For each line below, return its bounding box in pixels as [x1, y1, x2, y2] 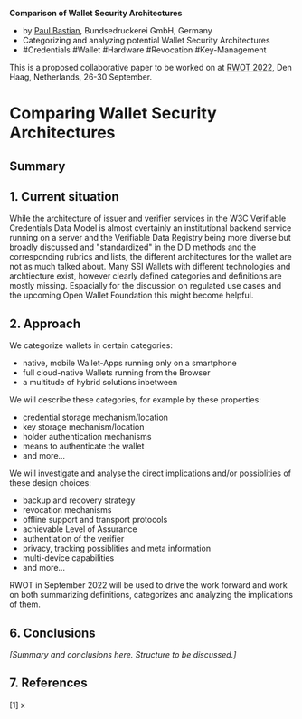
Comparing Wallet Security [9, 103, 217, 124]
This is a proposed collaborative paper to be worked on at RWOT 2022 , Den [9, 62, 292, 72]
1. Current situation [9, 189, 119, 204]
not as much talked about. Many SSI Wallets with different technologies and [9, 261, 291, 272]
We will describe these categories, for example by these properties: [9, 394, 262, 405]
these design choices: [9, 478, 92, 488]
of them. [9, 599, 41, 610]
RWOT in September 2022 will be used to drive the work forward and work [9, 580, 288, 591]
